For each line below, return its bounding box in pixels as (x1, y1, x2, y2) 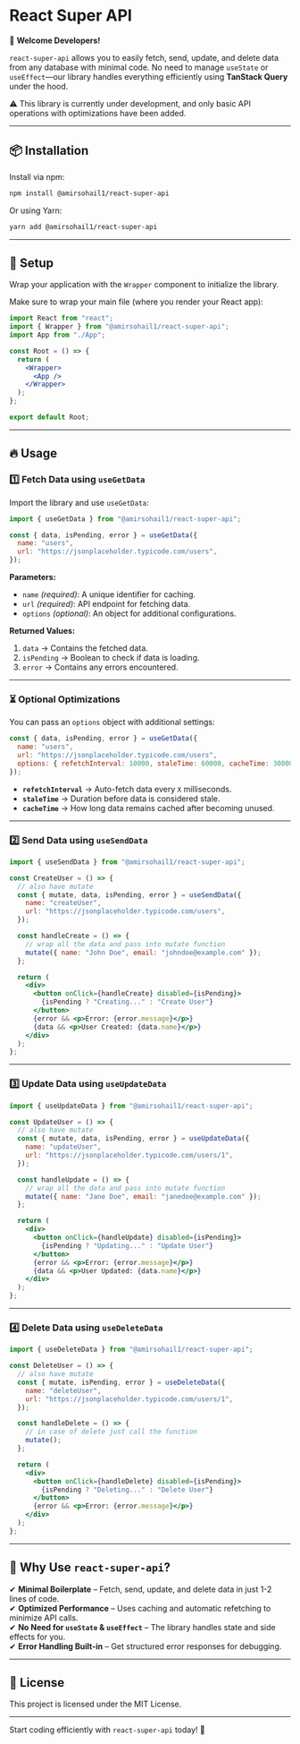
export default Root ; (9, 413, 90, 422)
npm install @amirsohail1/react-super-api (9, 189, 170, 198)
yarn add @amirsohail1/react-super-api (9, 222, 158, 231)
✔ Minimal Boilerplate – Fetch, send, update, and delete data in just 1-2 (9, 1584, 272, 1594)
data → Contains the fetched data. (21, 643, 149, 654)
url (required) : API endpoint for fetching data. (21, 599, 191, 609)
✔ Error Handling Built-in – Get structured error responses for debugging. (9, 1640, 282, 1652)
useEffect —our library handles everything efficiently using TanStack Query (9, 71, 288, 81)
